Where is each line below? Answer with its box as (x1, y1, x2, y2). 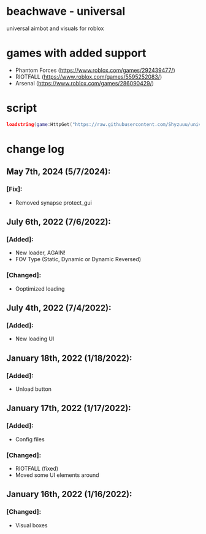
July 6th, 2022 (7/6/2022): (6, 216, 112, 227)
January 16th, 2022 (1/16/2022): (6, 489, 132, 500)
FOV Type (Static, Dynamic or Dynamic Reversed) (15, 256, 142, 263)
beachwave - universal (6, 4, 126, 18)
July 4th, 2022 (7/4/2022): (6, 302, 112, 313)
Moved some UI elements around (15, 471, 99, 479)
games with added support (6, 46, 147, 60)
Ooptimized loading (15, 285, 65, 293)
